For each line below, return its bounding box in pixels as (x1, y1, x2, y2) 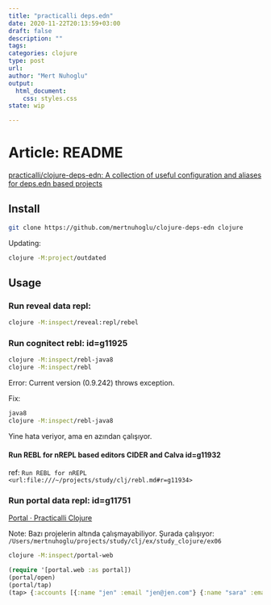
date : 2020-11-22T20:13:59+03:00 (8, 19, 121, 27)
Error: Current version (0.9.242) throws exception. (8, 378, 175, 388)
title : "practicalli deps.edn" (8, 11, 114, 20)
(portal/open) (8, 574, 56, 582)
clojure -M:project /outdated (8, 253, 106, 262)
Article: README (8, 144, 123, 162)
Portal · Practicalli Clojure (8, 513, 93, 523)
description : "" (8, 34, 63, 43)
